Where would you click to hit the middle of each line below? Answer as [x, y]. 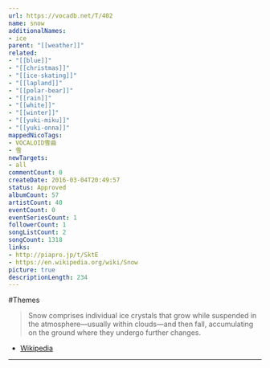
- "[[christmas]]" [39, 68]
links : [19, 247]
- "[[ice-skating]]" [43, 76]
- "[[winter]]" [34, 113]
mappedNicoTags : [35, 135]
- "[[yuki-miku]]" [39, 121]
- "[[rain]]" [30, 98]
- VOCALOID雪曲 [33, 143]
